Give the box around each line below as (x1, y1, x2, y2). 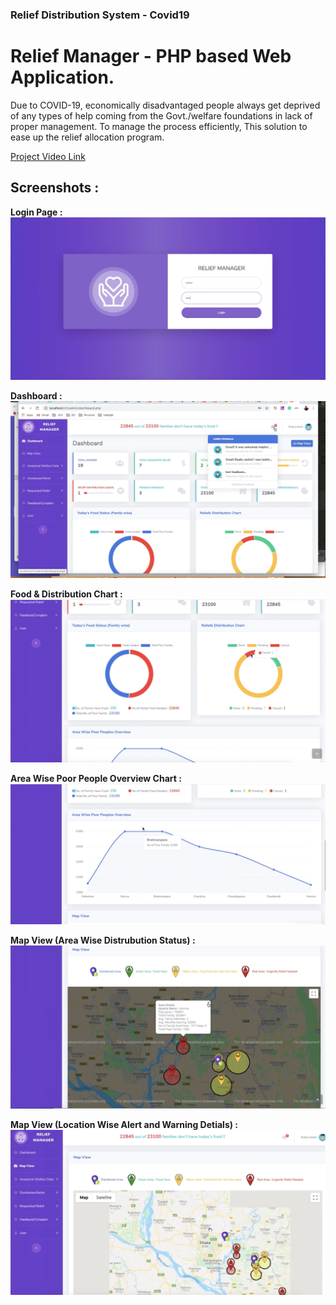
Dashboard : (10, 390, 63, 402)
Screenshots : (10, 179, 100, 197)
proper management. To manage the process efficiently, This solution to (10, 120, 308, 132)
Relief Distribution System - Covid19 (10, 8, 190, 22)
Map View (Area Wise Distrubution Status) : (10, 934, 196, 947)
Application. (10, 66, 115, 89)
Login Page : (10, 206, 63, 218)
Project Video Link (10, 150, 86, 162)
